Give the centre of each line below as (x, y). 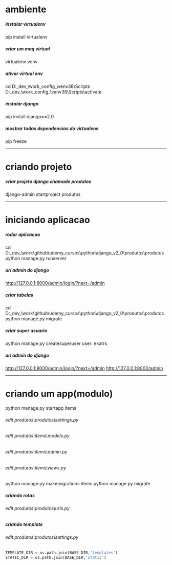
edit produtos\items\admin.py (36, 451)
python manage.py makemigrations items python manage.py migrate (78, 484)
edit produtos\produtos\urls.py (38, 508)
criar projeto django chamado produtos (48, 181)
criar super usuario (26, 331)
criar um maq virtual (28, 49)
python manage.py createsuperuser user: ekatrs (56, 343)
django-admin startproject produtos (43, 194)
